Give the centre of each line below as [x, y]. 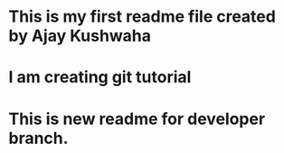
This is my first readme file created [142, 17]
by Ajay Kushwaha [80, 36]
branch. [38, 138]
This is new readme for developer [137, 119]
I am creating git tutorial [100, 77]
